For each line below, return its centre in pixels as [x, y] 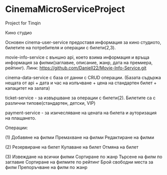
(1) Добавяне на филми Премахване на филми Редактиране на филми [80, 137]
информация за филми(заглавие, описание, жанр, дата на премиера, [79, 62]
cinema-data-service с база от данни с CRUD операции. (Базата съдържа [83, 77]
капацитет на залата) [28, 88]
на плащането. [21, 118]
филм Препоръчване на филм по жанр [46, 167]
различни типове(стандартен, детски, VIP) [50, 103]
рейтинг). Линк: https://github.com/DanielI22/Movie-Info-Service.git [76, 68]
